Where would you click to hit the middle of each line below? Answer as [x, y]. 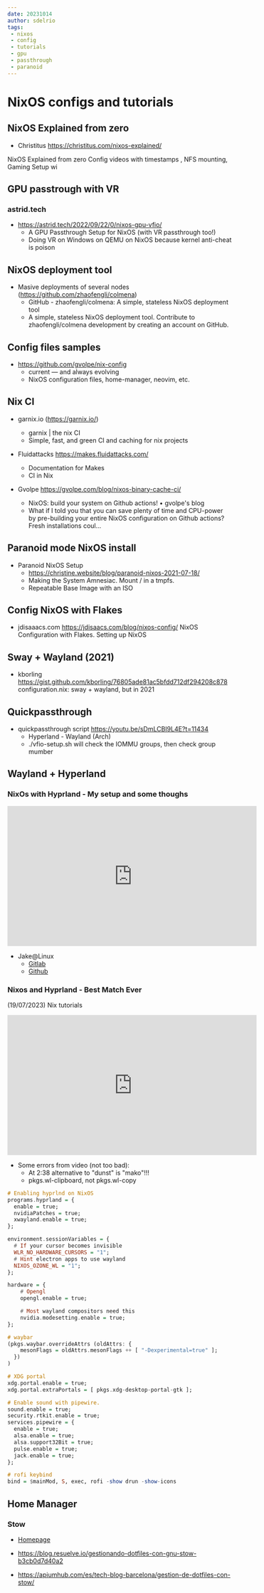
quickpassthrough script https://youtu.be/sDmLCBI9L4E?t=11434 [113, 729]
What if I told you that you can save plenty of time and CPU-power [126, 510]
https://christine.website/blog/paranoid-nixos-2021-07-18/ [114, 573]
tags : [15, 27]
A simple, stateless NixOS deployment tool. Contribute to [112, 317]
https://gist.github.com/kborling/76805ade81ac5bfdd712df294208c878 [122, 682]
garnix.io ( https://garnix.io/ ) [58, 419]
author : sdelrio [31, 21]
